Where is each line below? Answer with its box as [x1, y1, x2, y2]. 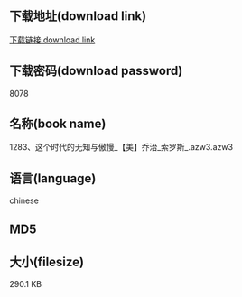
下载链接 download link [9, 34, 96, 45]
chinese [9, 195, 39, 206]
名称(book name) [9, 116, 107, 132]
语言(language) [9, 171, 97, 186]
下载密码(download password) [9, 63, 183, 79]
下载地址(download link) [9, 8, 147, 24]
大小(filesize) [9, 255, 84, 270]
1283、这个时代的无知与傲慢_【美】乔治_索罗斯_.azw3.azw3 [9, 142, 233, 153]
